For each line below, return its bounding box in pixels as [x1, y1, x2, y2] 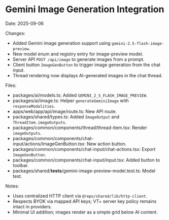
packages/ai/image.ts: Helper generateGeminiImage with [12, 98, 129, 104]
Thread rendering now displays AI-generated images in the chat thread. [12, 72, 163, 78]
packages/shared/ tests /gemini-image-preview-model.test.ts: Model [12, 168, 156, 174]
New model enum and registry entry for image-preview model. [12, 51, 144, 57]
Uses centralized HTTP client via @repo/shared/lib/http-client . [12, 193, 147, 199]
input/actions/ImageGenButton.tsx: [12, 141, 86, 147]
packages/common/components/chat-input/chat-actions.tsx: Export [12, 146, 156, 152]
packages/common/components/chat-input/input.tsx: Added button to [12, 156, 160, 163]
